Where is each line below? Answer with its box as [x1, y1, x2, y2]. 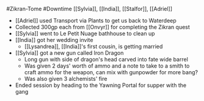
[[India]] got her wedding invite [15, 37, 93, 43]
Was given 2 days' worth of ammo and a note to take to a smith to [24, 62, 190, 69]
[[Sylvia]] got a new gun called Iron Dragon [15, 49, 124, 57]
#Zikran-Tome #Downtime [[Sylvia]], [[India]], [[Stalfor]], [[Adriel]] [6, 5, 173, 12]
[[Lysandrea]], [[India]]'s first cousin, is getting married [24, 43, 163, 50]
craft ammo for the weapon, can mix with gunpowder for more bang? [24, 69, 199, 75]
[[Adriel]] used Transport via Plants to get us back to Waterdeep [15, 17, 177, 24]
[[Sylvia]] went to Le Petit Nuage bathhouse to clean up [15, 30, 155, 37]
